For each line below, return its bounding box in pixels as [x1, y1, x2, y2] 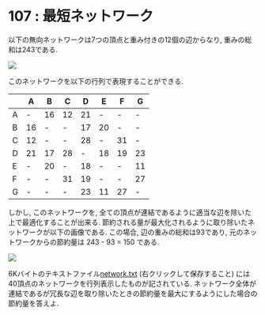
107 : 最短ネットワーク [8, 7, 154, 25]
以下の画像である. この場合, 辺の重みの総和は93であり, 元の [49, 227, 244, 237]
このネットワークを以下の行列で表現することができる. [8, 76, 184, 85]
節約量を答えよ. [8, 298, 59, 308]
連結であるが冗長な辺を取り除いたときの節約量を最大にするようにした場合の [8, 288, 258, 298]
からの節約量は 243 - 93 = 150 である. [35, 237, 160, 246]
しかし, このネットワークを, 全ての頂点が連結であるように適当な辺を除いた [8, 207, 252, 217]
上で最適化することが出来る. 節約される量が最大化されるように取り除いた [8, 217, 248, 226]
